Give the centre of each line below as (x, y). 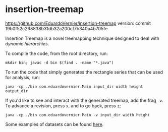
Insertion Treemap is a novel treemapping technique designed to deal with (82, 38)
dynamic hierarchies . (27, 43)
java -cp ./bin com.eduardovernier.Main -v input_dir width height (78, 115)
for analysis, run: (23, 77)
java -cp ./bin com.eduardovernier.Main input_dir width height (74, 87)
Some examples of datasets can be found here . (54, 124)
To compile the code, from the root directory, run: (57, 53)
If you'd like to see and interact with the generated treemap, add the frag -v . (84, 100)
